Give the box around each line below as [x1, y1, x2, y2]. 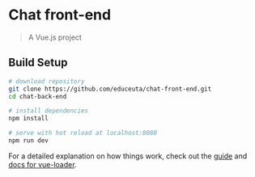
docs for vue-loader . [8, 159, 77, 169]
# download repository [8, 77, 85, 86]
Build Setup [8, 56, 68, 70]
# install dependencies [8, 107, 89, 115]
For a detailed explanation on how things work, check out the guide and [8, 151, 248, 161]
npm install [8, 115, 49, 123]
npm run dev [8, 137, 49, 145]
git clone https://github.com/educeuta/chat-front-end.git [8, 85, 212, 93]
